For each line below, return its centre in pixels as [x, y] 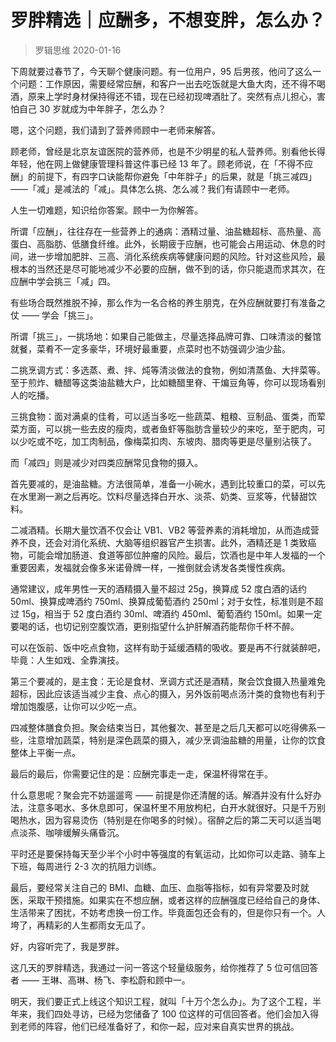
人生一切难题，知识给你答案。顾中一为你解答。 [106, 210]
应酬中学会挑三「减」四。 [63, 281]
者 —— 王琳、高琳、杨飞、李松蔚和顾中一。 [100, 980]
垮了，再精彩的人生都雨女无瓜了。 [80, 925]
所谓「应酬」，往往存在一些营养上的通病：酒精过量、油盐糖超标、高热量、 [161, 231]
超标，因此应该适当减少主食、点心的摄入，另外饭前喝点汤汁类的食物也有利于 [168, 693]
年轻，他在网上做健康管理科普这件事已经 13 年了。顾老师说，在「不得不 [157, 163]
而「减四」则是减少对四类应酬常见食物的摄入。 [106, 462]
